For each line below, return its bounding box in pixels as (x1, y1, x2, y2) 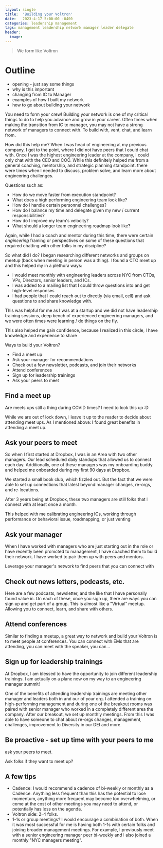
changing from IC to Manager (12, 91, 72, 97)
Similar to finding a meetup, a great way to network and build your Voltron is (5, 633, 158, 639)
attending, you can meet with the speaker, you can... (5, 643, 110, 649)
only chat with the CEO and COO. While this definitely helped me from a (5, 157, 149, 163)
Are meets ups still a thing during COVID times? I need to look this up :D (5, 404, 149, 411)
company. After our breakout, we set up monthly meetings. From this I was (5, 711, 155, 717)
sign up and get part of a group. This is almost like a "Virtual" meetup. (5, 601, 145, 607)
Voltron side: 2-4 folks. (12, 811, 58, 817)
